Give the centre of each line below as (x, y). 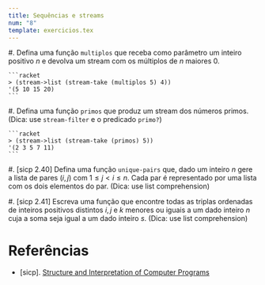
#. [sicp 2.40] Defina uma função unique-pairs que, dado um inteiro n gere (131, 169)
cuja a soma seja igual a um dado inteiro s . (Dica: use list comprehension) (128, 218)
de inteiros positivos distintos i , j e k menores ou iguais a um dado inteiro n (129, 210)
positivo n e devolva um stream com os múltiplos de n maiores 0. (114, 61)
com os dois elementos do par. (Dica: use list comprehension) (109, 186)
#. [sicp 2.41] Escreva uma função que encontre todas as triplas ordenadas (131, 202)
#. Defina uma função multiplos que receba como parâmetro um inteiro (125, 53)
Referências (49, 251)
